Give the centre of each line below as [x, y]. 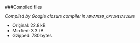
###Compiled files [24, 7]
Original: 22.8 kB [29, 25]
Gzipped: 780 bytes [32, 36]
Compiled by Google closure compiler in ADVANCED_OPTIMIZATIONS [70, 16]
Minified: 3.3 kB [28, 30]
